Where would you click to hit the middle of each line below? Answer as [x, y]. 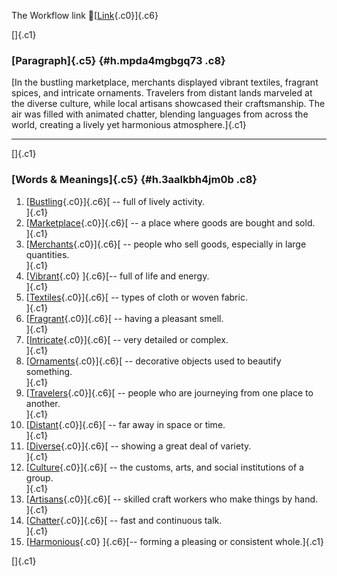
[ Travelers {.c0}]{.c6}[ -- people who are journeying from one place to [169, 392]
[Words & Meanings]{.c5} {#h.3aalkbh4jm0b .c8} [134, 180]
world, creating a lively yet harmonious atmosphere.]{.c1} [129, 125]
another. [43, 403]
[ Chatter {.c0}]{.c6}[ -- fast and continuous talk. [124, 520]
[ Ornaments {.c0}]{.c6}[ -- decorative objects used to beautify [153, 361]
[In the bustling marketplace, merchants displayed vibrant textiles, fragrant [165, 82]
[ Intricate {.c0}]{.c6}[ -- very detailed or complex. [127, 339]
